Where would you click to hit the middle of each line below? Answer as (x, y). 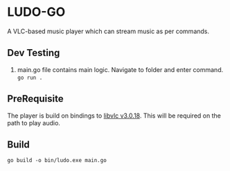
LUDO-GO (36, 12)
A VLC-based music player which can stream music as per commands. (108, 31)
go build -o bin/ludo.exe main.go (57, 161)
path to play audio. (34, 123)
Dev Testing (34, 53)
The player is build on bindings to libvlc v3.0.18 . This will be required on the (114, 116)
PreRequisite (35, 99)
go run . (30, 78)
